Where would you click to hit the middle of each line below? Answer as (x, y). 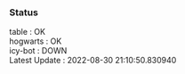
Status (24, 12)
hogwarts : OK (36, 41)
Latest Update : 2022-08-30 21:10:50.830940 (93, 61)
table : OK (28, 32)
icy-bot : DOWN (38, 51)
